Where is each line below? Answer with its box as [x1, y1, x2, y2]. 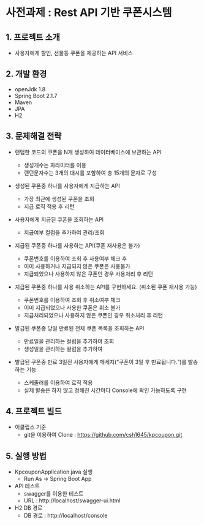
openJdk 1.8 [14, 85, 46, 93]
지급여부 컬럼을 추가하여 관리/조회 [23, 229, 105, 236]
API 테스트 [14, 482, 40, 490]
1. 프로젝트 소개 [6, 32, 61, 42]
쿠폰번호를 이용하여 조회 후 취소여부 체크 [23, 296, 121, 303]
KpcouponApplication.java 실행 [14, 468, 93, 475]
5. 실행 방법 [6, 451, 47, 461]
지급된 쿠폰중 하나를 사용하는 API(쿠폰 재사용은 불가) [14, 241, 140, 249]
